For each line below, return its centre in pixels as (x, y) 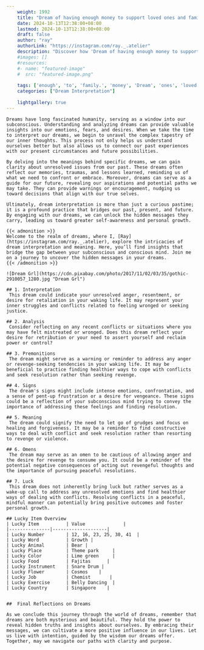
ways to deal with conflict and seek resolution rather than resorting (99, 433)
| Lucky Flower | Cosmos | (54, 572)
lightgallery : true (42, 102)
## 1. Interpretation (34, 290)
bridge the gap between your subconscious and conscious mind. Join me (99, 252)
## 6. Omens (21, 449)
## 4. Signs (21, 385)
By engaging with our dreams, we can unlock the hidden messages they (97, 215)
